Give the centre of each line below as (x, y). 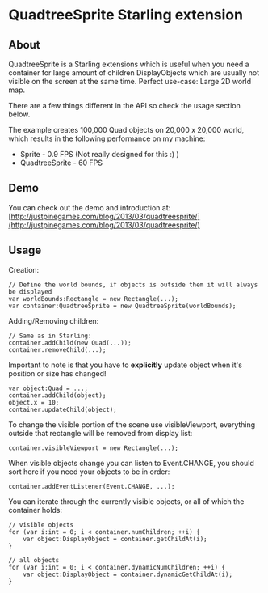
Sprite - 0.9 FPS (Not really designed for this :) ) (99, 154)
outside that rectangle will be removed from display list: (100, 433)
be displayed (30, 292)
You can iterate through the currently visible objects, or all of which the (126, 501)
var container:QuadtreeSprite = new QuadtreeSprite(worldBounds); (122, 306)
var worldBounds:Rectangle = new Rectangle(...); (94, 299)
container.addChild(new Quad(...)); (70, 343)
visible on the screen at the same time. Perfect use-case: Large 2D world (130, 81)
